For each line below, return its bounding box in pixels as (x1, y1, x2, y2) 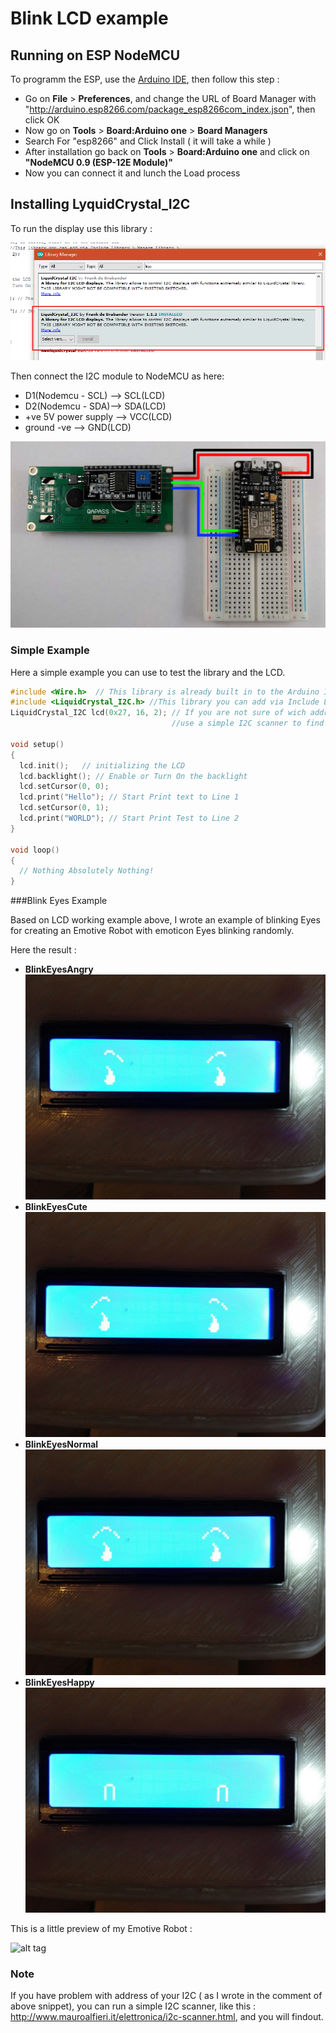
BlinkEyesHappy (24, 1676, 95, 1688)
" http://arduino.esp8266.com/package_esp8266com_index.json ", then (24, 103, 316, 115)
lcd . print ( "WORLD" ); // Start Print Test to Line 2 (19, 813, 240, 823)
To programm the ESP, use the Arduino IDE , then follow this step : (10, 73, 280, 85)
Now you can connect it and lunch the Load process (24, 167, 241, 179)
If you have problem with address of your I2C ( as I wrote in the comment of (10, 1989, 323, 2001)
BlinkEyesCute (24, 1201, 88, 1213)
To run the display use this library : (10, 222, 153, 234)
